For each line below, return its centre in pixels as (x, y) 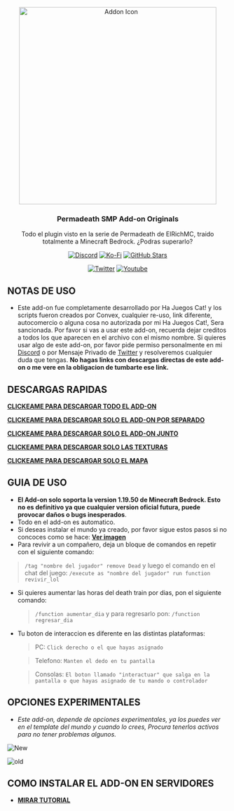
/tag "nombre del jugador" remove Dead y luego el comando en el (120, 565)
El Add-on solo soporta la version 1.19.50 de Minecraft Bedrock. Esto (119, 500)
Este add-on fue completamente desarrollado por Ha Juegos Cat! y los (119, 308)
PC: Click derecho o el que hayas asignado (99, 647)
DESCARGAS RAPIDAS (57, 389)
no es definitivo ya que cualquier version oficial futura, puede (109, 507)
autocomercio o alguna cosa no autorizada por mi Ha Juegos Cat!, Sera (121, 323)
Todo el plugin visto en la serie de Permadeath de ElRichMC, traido (118, 234)
